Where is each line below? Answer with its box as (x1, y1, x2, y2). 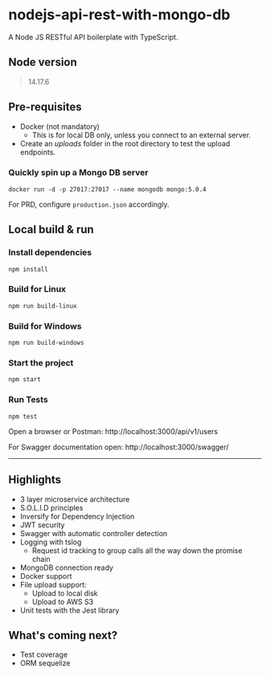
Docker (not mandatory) (19, 121, 100, 131)
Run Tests (8, 394, 48, 405)
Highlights (8, 473, 62, 487)
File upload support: (19, 580, 87, 589)
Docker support (19, 571, 72, 580)
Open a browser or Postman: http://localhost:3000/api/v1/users (8, 426, 219, 436)
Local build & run (8, 223, 94, 236)
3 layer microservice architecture (19, 494, 130, 504)
